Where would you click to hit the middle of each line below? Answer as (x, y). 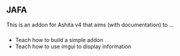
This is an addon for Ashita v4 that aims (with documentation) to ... (90, 24)
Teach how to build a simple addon (59, 40)
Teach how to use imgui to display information (73, 46)
